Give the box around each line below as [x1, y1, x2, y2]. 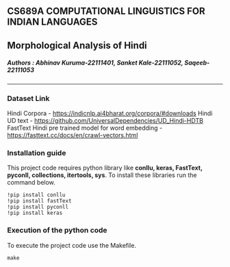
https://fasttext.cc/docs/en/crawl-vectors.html [7, 131, 138, 139]
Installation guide [7, 148, 66, 157]
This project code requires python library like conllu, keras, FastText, [7, 164, 203, 172]
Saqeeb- [184, 58, 210, 67]
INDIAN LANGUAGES [7, 16, 98, 28]
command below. [7, 178, 56, 187]
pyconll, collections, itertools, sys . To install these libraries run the [7, 171, 197, 179]
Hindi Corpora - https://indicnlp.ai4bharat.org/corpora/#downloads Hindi [7, 109, 213, 117]
